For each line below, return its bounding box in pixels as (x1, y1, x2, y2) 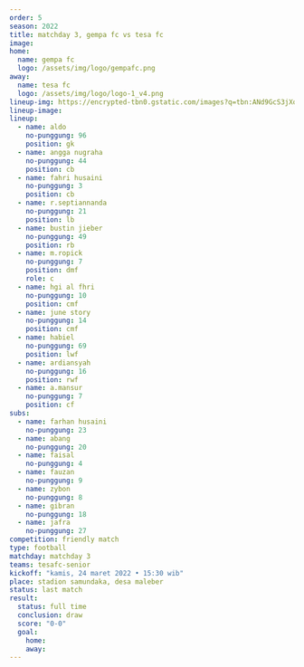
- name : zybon (17, 484, 71, 493)
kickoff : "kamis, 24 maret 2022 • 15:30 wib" (9, 568, 184, 577)
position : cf (25, 400, 75, 410)
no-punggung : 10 (25, 291, 88, 300)
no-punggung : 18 (25, 510, 88, 519)
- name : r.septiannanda (17, 198, 107, 208)
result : (9, 594, 39, 603)
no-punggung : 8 (25, 492, 83, 502)
